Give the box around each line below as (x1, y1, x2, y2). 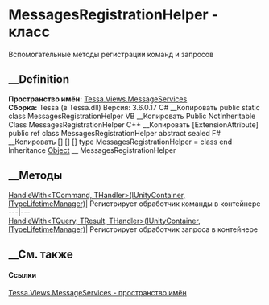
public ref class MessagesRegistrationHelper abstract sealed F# (8, 128, 221, 138)
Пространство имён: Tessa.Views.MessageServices (8, 94, 188, 104)
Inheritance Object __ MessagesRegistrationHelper (8, 145, 176, 155)
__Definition (8, 72, 70, 86)
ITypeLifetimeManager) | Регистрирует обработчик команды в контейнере (8, 199, 261, 208)
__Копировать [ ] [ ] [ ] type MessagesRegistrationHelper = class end (8, 137, 232, 146)
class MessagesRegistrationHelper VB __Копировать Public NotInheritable (8, 111, 256, 121)
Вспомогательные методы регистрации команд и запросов (8, 49, 214, 59)
